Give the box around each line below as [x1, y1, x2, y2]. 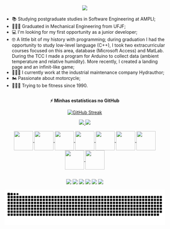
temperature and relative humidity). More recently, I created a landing [11, 58, 158, 65]
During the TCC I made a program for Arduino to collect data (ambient [11, 53, 159, 59]
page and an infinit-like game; [11, 64, 75, 70]
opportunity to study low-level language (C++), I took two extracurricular [11, 42, 165, 48]
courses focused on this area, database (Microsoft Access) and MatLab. [11, 48, 164, 53]
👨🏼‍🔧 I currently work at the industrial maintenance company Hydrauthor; [11, 69, 165, 75]
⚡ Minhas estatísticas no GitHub [50, 97, 120, 104]
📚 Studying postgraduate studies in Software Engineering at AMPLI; [11, 16, 156, 22]
